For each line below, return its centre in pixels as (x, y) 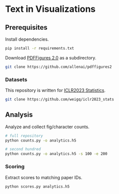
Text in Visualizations (50, 9)
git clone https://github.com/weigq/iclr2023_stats (59, 99)
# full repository (24, 136)
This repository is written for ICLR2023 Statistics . (55, 91)
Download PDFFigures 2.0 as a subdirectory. (51, 57)
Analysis (19, 115)
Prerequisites (26, 27)
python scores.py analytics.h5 (37, 187)
